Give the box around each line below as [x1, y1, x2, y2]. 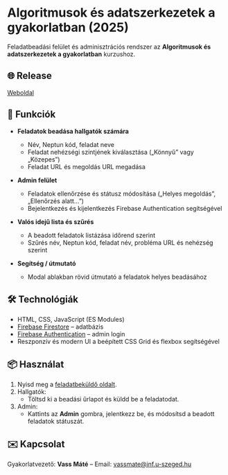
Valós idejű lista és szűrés [17, 217, 94, 226]
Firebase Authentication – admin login [17, 330, 125, 338]
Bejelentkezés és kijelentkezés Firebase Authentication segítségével [27, 204, 222, 212]
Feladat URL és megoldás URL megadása [27, 162, 146, 171]
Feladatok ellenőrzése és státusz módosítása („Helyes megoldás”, [27, 189, 216, 198]
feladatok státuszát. [27, 417, 85, 426]
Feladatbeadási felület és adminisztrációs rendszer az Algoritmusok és [7, 42, 211, 51]
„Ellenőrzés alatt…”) [27, 196, 85, 205]
